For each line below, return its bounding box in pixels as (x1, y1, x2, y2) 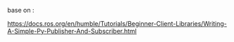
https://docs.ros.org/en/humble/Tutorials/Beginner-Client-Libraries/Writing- (7, 20, 228, 27)
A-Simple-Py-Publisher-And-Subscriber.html (7, 27, 137, 35)
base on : (7, 6, 35, 14)
